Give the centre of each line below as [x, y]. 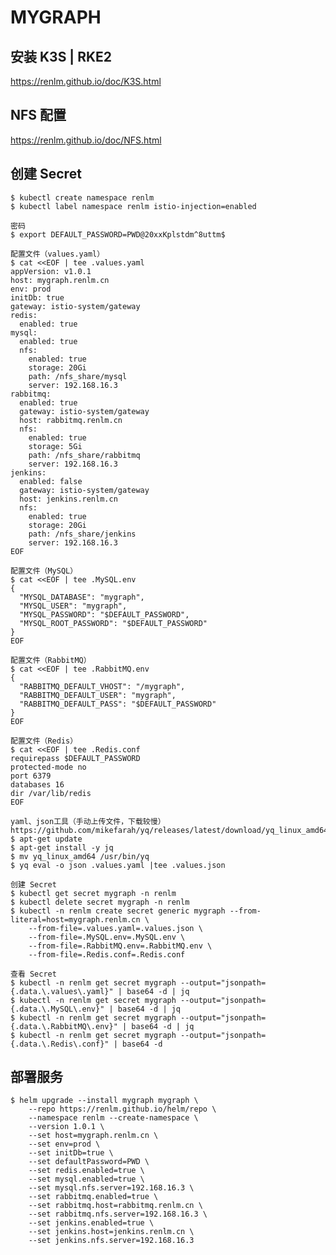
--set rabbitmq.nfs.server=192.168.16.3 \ [118, 1214]
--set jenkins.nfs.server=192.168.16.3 [111, 1241]
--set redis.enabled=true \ [86, 1171]
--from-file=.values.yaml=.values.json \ [115, 928]
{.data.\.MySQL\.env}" [57, 1009]
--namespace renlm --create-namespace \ [113, 1118]
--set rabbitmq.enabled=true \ [93, 1197]
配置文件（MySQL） [44, 571]
